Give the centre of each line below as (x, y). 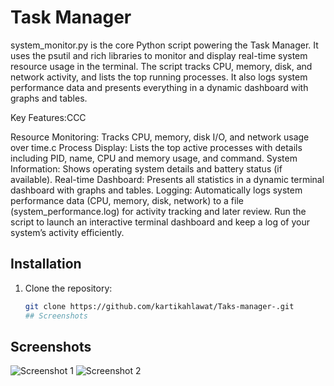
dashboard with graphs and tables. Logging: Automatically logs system (156, 190)
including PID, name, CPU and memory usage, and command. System (154, 158)
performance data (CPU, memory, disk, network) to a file (127, 200)
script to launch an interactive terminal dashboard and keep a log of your (160, 222)
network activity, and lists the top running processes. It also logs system (159, 77)
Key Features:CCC (48, 117)
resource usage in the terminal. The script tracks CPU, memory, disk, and (161, 66)
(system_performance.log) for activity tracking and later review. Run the (158, 211)
